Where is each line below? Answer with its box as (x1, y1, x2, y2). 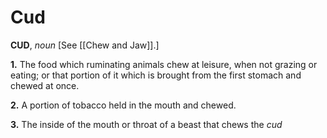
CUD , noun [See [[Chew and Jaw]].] (10, 39, 160, 51)
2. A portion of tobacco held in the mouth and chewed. (10, 99, 237, 111)
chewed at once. (10, 79, 80, 91)
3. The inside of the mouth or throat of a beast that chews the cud (10, 118, 283, 130)
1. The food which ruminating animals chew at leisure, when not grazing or (10, 58, 318, 70)
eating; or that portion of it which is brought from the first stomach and (10, 69, 302, 81)
